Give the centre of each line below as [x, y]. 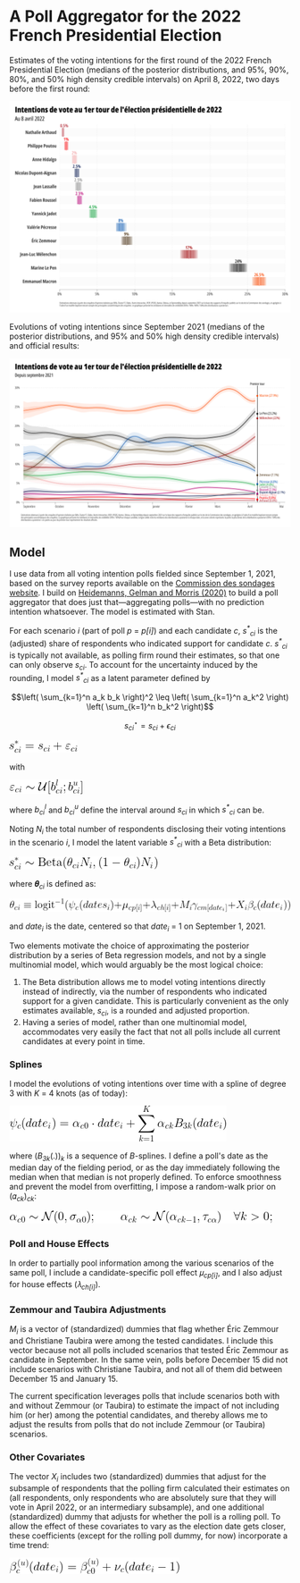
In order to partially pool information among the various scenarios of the [142, 1263]
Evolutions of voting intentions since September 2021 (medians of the [137, 326]
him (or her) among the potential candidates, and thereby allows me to [138, 1415]
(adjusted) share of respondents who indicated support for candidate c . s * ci [148, 644]
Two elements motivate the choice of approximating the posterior [129, 946]
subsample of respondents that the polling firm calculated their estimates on [150, 1488]
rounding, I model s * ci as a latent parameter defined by [110, 678]
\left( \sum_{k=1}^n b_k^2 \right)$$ [150, 707]
